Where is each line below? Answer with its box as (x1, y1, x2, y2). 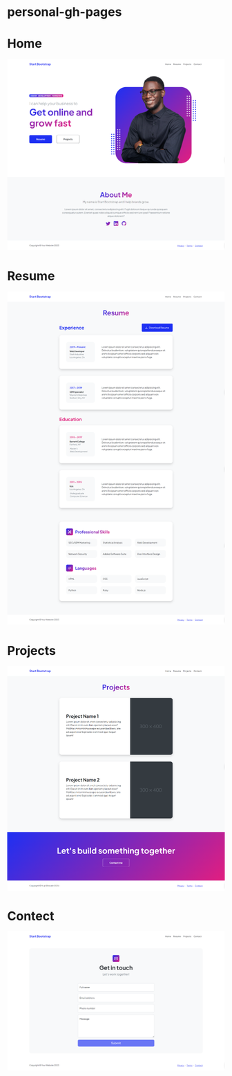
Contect (7, 908, 55, 924)
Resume (7, 268, 55, 284)
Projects (7, 642, 57, 658)
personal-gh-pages (7, 4, 122, 20)
